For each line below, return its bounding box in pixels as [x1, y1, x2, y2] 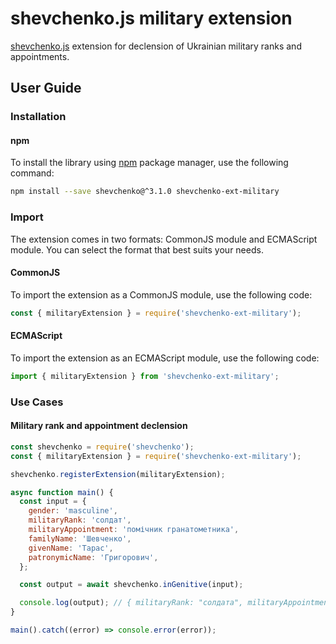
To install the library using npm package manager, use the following [10, 157, 289, 169]
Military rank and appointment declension [10, 420, 188, 432]
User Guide [10, 80, 82, 97]
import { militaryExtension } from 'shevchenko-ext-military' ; [10, 371, 280, 381]
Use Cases [10, 395, 64, 409]
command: [10, 167, 55, 179]
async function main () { [10, 487, 114, 497]
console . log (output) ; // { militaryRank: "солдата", [19, 598, 244, 608]
